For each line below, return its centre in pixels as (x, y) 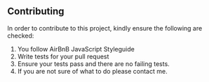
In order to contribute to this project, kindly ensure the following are (105, 28)
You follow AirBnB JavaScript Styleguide (76, 49)
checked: (21, 35)
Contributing (36, 11)
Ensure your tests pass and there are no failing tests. (93, 64)
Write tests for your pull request (63, 56)
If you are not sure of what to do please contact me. (92, 71)
